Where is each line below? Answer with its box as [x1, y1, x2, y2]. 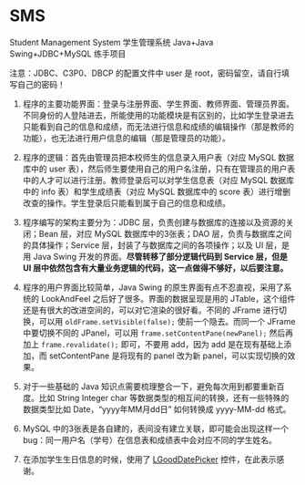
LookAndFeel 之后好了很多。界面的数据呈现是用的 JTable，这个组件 [40, 293, 296, 304]
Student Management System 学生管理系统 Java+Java [9, 36, 214, 47]
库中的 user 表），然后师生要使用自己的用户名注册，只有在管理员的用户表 [22, 163, 296, 174]
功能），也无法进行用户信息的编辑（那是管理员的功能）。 [22, 132, 230, 143]
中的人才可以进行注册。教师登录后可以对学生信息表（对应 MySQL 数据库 [22, 174, 294, 185]
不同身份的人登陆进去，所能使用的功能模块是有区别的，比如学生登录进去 [22, 109, 294, 120]
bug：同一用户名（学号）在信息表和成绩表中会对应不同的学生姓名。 [22, 434, 278, 445]
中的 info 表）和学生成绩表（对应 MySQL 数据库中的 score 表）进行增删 [22, 186, 291, 197]
